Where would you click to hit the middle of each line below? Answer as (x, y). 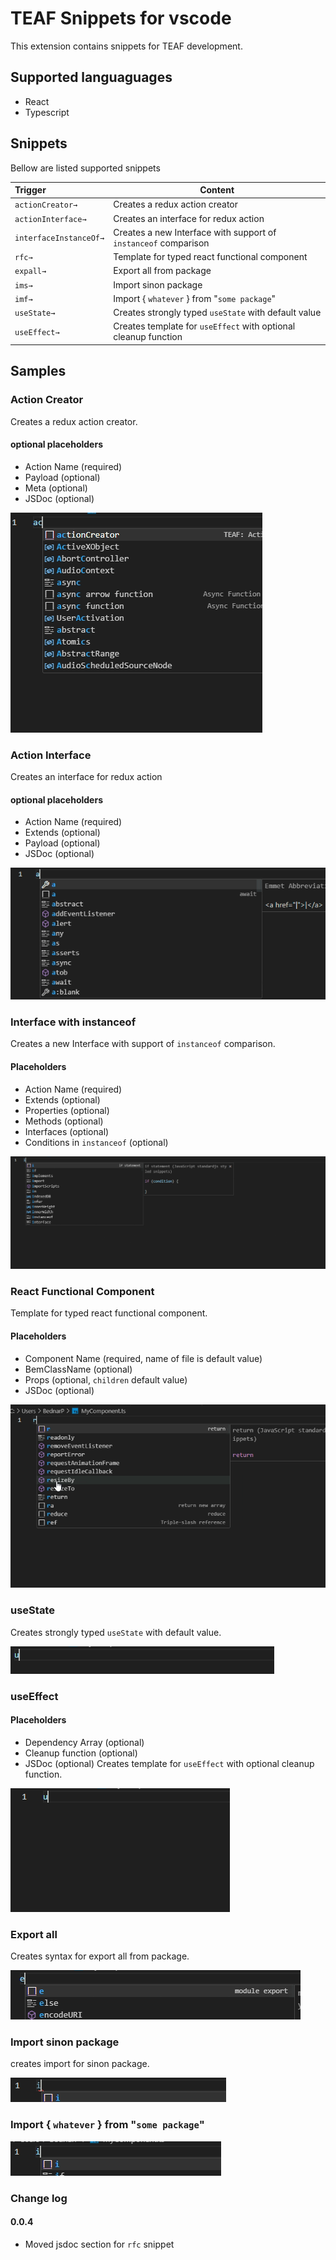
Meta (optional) (56, 488)
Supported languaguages (91, 77)
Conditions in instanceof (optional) (96, 1142)
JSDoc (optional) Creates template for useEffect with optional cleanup (169, 1763)
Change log (39, 2198)
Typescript (47, 112)
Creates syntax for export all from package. (100, 1956)
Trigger (30, 190)
